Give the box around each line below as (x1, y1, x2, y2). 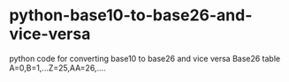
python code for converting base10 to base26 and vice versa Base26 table (9, 53, 281, 63)
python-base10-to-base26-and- (9, 5, 253, 26)
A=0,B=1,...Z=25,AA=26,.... (9, 63, 106, 73)
